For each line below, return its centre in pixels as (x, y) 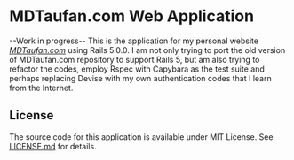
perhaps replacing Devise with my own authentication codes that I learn (141, 78)
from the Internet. (41, 88)
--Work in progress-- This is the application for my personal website (134, 41)
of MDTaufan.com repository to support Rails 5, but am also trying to (135, 59)
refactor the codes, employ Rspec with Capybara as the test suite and (137, 69)
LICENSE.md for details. (53, 146)
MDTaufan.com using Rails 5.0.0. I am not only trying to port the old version (147, 50)
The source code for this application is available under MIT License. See (141, 137)
